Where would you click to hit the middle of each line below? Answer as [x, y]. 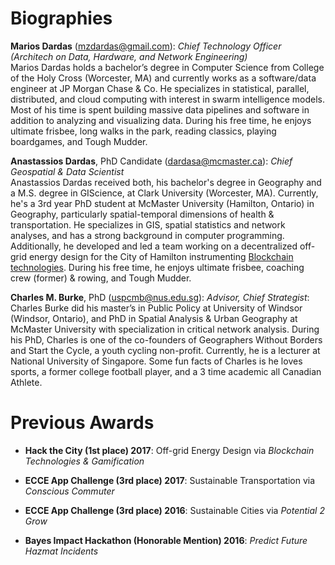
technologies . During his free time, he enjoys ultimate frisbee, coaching [157, 267]
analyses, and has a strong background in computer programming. [147, 235]
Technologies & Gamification [84, 461]
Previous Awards [82, 423]
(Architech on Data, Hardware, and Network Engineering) [129, 56]
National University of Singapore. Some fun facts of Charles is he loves [156, 361]
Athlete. [26, 382]
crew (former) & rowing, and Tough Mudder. [101, 278]
